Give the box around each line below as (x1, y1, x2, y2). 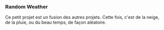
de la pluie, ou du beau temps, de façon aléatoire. (5, 19, 107, 25)
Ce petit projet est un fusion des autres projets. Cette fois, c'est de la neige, (5, 15, 160, 20)
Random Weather (5, 3, 48, 10)
